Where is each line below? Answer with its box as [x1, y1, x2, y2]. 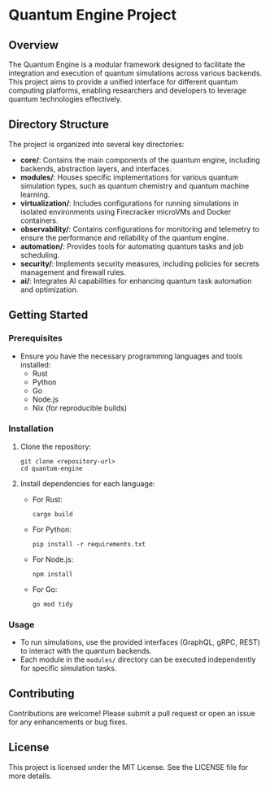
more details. [8, 771, 53, 780]
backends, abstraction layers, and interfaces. [20, 163, 172, 173]
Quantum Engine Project [8, 6, 177, 24]
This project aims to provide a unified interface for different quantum [8, 77, 238, 86]
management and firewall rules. [20, 267, 126, 277]
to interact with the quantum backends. [20, 646, 152, 656]
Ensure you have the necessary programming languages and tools [20, 351, 243, 361]
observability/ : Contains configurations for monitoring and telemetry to [20, 224, 260, 233]
